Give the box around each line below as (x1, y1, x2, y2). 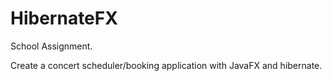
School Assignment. (10, 40, 93, 52)
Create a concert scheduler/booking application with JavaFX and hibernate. (10, 59, 323, 71)
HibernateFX (10, 7, 118, 30)
